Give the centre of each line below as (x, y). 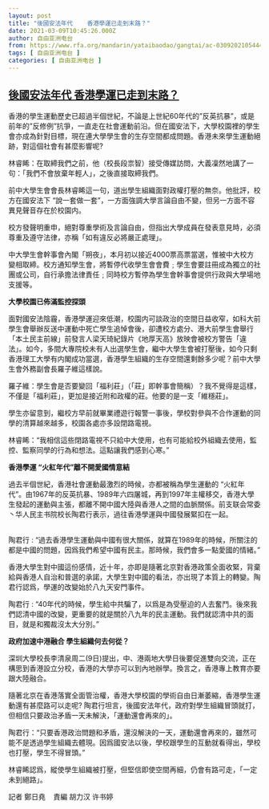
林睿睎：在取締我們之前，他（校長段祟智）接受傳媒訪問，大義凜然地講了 (127, 163)
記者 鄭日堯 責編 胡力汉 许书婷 (61, 796)
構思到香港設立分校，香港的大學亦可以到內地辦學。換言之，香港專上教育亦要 (134, 668)
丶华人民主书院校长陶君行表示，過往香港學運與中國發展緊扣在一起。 (120, 514)
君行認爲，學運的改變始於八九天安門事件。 (78, 587)
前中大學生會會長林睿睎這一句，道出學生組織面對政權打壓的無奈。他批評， (131, 190)
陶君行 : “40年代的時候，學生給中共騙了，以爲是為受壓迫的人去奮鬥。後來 (129, 604)
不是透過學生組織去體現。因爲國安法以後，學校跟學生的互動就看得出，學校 (138, 742)
